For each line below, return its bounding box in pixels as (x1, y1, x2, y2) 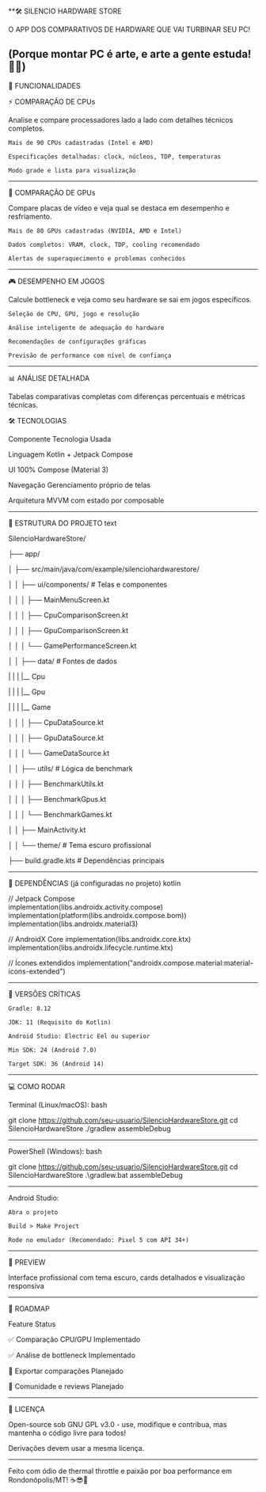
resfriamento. (8, 211, 52, 221)
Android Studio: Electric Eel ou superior (8, 1032, 150, 1040)
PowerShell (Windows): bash (8, 1146, 103, 1156)
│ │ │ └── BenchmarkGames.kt (8, 810, 112, 819)
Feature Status (8, 1319, 56, 1328)
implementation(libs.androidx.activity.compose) (8, 902, 164, 912)
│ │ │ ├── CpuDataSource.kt (8, 717, 104, 727)
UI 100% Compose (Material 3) (8, 465, 109, 474)
